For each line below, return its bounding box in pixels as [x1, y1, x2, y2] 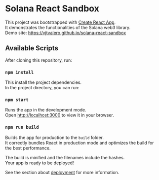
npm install [5, 70, 34, 75]
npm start [5, 97, 29, 103]
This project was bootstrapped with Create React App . [5, 19, 116, 25]
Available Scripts [5, 44, 58, 52]
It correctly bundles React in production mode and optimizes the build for [5, 140, 154, 145]
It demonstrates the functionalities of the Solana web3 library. [5, 24, 131, 30]
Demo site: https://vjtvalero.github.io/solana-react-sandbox [5, 30, 126, 36]
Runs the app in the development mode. [5, 107, 86, 113]
